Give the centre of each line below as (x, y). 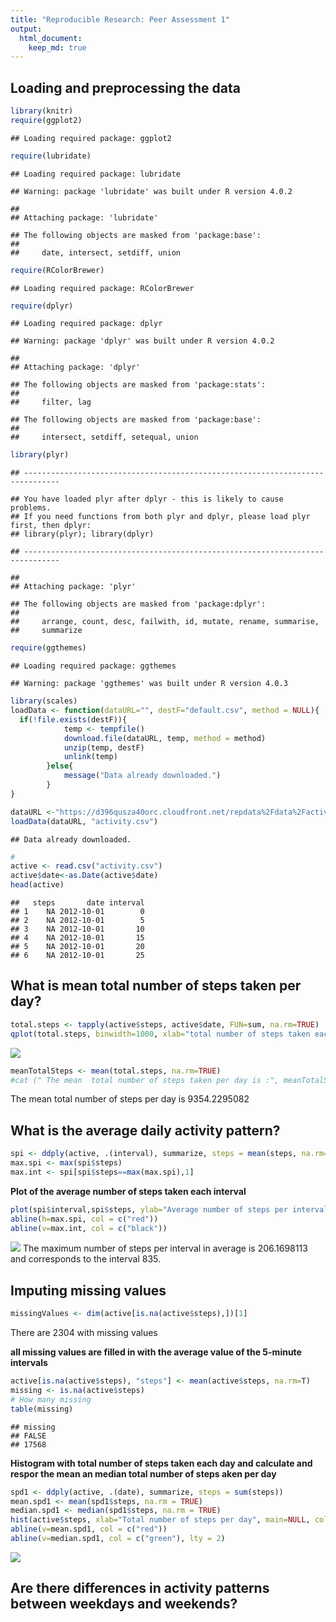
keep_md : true (57, 47)
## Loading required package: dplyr (86, 324)
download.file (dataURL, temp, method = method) (165, 738)
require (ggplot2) (46, 120)
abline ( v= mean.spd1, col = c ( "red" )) (89, 1529)
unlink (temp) (90, 757)
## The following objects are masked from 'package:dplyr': (138, 604)
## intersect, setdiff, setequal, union (104, 437)
